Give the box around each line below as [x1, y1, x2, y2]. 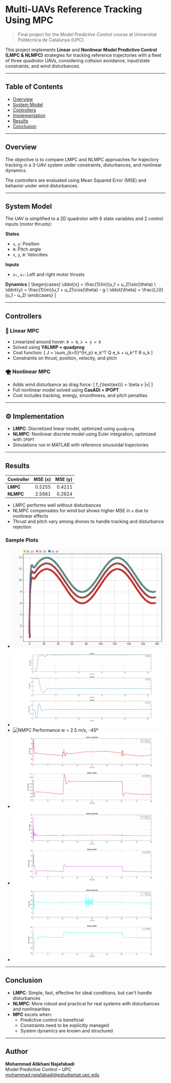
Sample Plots [5, 537, 39, 544]
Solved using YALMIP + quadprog [12, 344, 85, 350]
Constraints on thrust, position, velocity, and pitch [12, 355, 117, 361]
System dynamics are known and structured [20, 1027, 113, 1033]
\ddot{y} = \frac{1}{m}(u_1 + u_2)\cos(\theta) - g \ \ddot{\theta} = [5, 287, 141, 293]
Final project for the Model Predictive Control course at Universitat [17, 31, 157, 37]
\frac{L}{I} [141, 287, 164, 293]
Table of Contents [5, 83, 64, 91]
